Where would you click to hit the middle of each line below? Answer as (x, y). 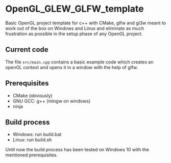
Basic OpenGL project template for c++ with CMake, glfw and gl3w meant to (86, 23)
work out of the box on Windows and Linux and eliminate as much (75, 28)
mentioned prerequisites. (32, 155)
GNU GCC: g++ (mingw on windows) (52, 101)
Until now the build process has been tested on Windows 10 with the (77, 150)
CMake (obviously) (32, 95)
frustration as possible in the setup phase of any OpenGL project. (74, 34)
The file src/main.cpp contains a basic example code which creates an (79, 62)
